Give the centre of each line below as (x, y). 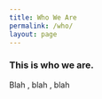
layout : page (33, 34)
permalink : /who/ (41, 26)
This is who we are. (52, 65)
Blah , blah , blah (39, 85)
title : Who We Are (43, 17)
